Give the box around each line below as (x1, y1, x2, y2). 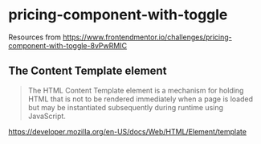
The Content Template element (8, 64, 167, 78)
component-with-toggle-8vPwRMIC (8, 40, 127, 50)
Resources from (8, 32, 62, 42)
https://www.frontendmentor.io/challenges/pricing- (63, 32, 232, 42)
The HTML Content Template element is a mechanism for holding (27, 85, 244, 95)
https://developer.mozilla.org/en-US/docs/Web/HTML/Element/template (8, 126, 247, 136)
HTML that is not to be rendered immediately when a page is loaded (27, 94, 253, 104)
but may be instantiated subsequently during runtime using (27, 102, 223, 112)
